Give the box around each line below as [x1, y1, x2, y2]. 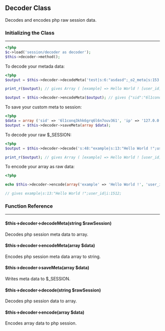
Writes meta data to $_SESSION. [5, 276, 71, 282]
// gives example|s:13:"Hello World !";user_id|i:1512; [5, 191, 122, 196]
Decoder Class [5, 4, 52, 12]
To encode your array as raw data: [5, 164, 75, 170]
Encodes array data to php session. [5, 320, 77, 326]
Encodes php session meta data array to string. [5, 254, 101, 259]
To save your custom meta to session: [5, 104, 82, 110]
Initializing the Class [5, 29, 55, 36]
